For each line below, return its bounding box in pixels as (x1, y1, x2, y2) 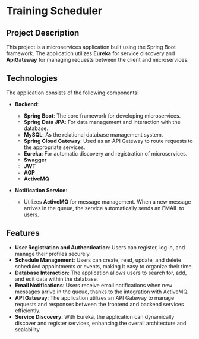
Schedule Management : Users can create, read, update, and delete (14, 256, 182, 264)
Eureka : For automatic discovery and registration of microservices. (23, 150, 188, 157)
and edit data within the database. (14, 275, 99, 283)
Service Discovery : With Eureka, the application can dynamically (14, 313, 175, 320)
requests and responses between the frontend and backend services (14, 300, 184, 308)
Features (6, 228, 40, 238)
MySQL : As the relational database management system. (23, 131, 163, 138)
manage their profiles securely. (14, 250, 91, 257)
